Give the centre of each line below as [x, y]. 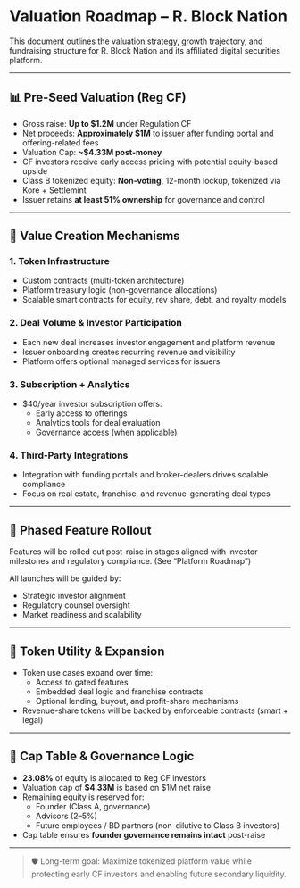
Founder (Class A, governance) [93, 806]
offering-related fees [60, 142]
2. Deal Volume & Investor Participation [96, 323]
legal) [33, 719]
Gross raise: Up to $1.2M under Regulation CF [107, 123]
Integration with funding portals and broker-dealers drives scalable [145, 475]
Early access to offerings [81, 413]
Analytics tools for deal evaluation [98, 423]
